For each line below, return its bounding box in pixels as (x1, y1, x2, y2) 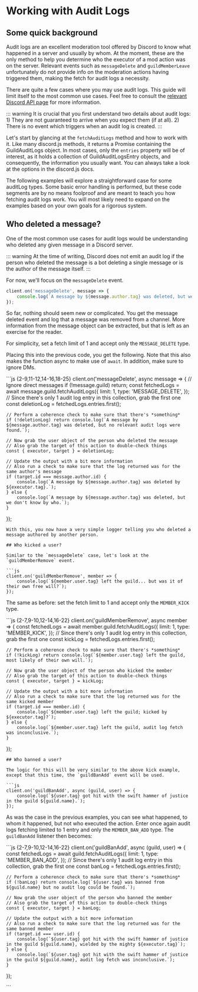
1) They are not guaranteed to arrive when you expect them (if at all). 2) (6, 116, 180, 123)
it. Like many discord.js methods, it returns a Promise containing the (6, 141, 171, 147)
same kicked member (6, 699, 54, 705)
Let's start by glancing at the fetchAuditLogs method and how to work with (6, 134, 187, 141)
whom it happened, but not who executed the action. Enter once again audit (6, 820, 190, 827)
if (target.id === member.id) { (6, 704, 85, 710)
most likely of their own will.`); (6, 658, 94, 663)
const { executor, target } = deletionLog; (6, 448, 115, 454)
